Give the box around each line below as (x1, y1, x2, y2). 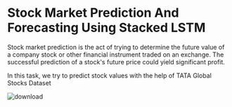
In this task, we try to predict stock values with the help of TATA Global (7, 71, 212, 80)
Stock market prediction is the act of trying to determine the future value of (7, 43, 225, 51)
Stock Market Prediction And (7, 5, 179, 21)
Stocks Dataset (7, 78, 51, 87)
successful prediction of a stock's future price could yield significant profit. (7, 57, 225, 66)
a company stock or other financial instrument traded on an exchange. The (7, 50, 224, 59)
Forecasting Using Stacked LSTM (7, 20, 206, 36)
